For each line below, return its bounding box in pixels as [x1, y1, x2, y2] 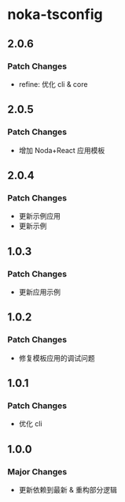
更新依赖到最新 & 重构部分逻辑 [18, 485, 117, 494]
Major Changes [7, 466, 68, 477]
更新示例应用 [18, 212, 61, 221]
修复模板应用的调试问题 [18, 353, 95, 362]
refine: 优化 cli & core [18, 79, 88, 88]
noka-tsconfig [7, 6, 103, 24]
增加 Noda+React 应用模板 [18, 145, 105, 155]
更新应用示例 [18, 287, 61, 297]
